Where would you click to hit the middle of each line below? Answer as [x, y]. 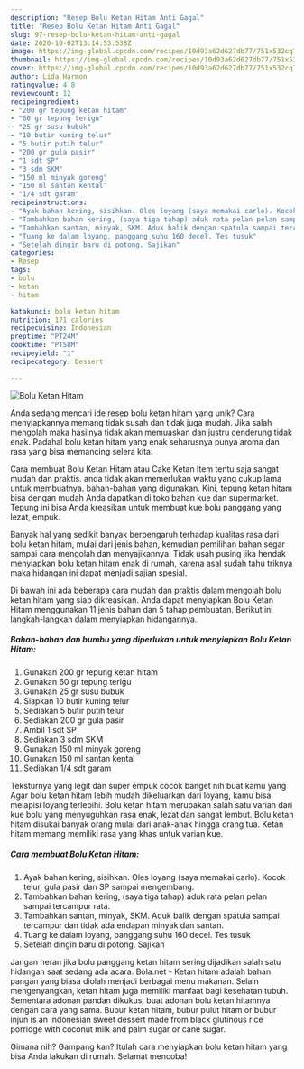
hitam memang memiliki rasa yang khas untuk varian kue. [117, 833]
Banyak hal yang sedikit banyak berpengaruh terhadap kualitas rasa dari [144, 534]
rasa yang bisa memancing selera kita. [82, 451]
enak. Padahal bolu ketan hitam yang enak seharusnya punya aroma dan [145, 441]
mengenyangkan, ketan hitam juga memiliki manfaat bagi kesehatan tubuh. [149, 990]
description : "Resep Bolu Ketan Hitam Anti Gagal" [107, 18]
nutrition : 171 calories [57, 320]
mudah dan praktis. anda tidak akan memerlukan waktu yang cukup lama [146, 478]
